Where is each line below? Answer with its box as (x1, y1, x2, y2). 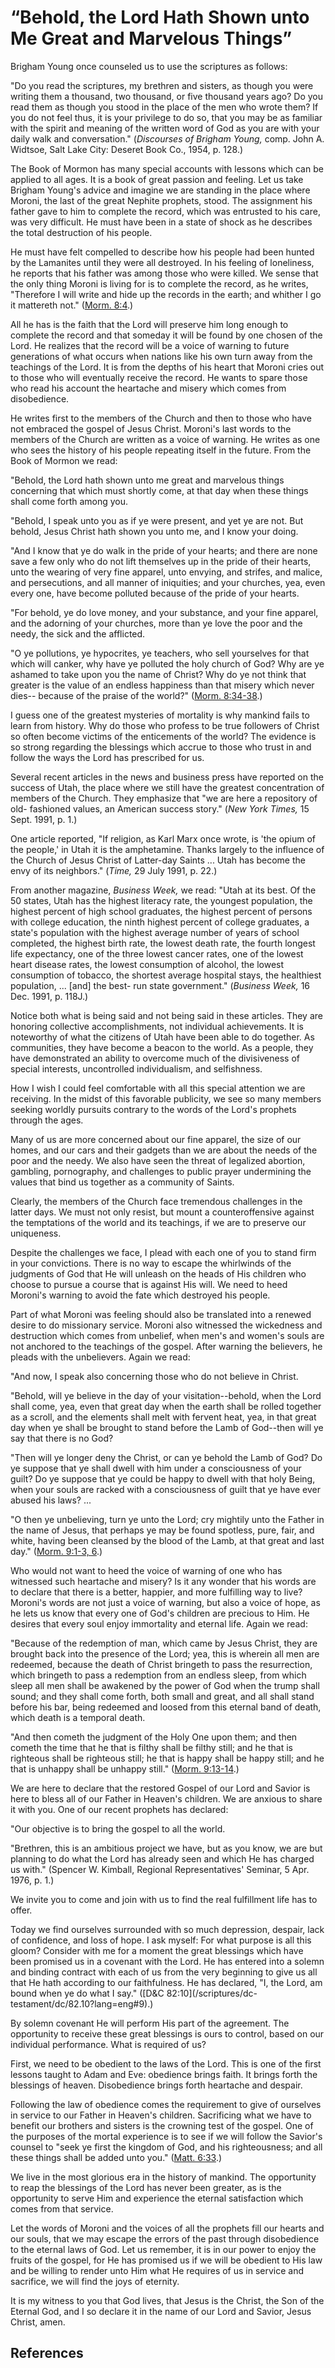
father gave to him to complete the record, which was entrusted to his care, (10, 205, 321, 217)
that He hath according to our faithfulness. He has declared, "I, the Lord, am (10, 1976, 323, 1988)
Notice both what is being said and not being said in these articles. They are (10, 1009, 323, 1021)
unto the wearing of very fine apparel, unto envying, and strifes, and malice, (10, 566, 323, 578)
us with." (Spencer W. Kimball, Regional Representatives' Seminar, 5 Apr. (10, 1863, 310, 1875)
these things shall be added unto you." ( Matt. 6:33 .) (10, 2151, 223, 2163)
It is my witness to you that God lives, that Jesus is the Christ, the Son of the (10, 2294, 325, 2306)
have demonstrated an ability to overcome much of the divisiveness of (10, 1052, 301, 1064)
